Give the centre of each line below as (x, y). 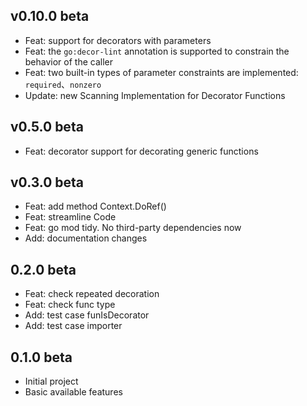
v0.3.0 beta (47, 182)
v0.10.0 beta (50, 16)
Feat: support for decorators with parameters (118, 40)
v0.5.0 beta (47, 127)
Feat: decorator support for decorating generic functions (141, 151)
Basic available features (73, 392)
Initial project (51, 381)
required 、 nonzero (63, 84)
